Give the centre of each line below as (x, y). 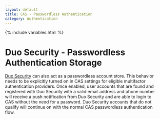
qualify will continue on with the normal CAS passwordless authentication (79, 107)
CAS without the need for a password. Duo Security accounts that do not (78, 102)
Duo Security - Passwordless (65, 52)
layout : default (21, 10)
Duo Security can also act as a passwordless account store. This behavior (80, 76)
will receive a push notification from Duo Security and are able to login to (78, 97)
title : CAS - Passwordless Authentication (49, 14)
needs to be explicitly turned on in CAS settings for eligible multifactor (75, 81)
